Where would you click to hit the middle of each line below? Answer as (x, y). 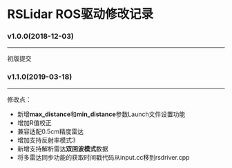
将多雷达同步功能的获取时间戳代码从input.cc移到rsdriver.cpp (103, 157)
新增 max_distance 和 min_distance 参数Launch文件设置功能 (101, 114)
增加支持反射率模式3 (46, 140)
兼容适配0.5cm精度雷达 (50, 131)
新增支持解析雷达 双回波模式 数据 (62, 149)
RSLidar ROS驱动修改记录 (80, 14)
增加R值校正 (34, 122)
